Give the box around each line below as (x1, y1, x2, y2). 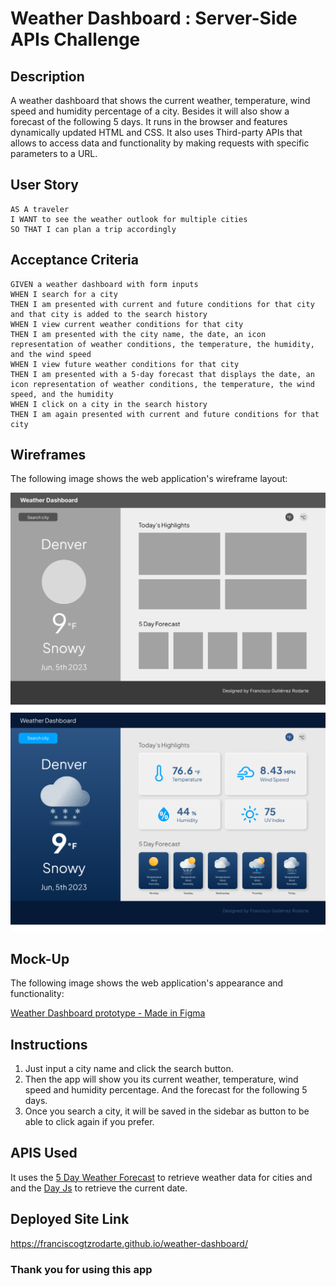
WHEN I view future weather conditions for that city (10, 359, 240, 369)
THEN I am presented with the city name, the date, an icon (10, 329, 267, 339)
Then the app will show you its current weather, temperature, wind (24, 1073, 299, 1085)
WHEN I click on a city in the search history (10, 399, 208, 409)
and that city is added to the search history (10, 309, 208, 319)
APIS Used (10, 1145, 78, 1162)
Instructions (10, 1036, 88, 1053)
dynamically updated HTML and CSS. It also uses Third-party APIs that (10, 127, 303, 138)
